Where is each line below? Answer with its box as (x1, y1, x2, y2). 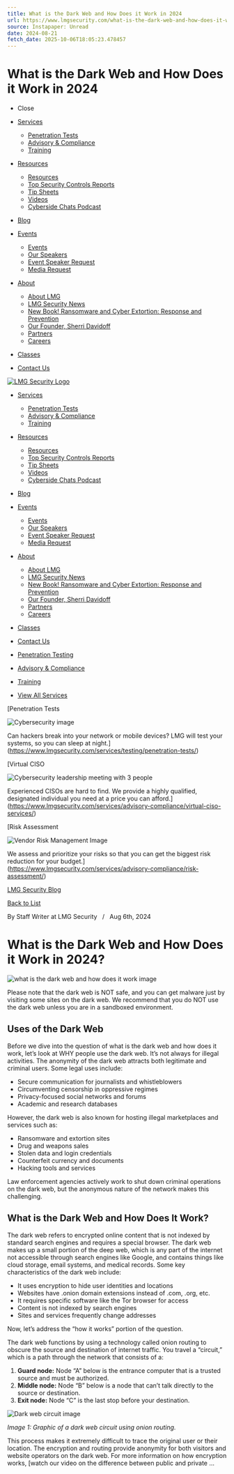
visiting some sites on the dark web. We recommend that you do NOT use (7, 996, 219, 1004)
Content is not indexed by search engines (17, 1303, 137, 1312)
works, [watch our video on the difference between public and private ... (7, 1459, 214, 1467)
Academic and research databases (17, 1100, 118, 1108)
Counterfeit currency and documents (17, 1156, 124, 1164)
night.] (92, 739, 111, 747)
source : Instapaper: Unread (7, 23, 89, 30)
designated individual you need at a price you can (7, 794, 150, 803)
